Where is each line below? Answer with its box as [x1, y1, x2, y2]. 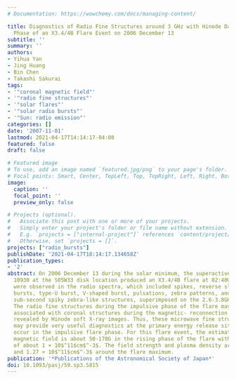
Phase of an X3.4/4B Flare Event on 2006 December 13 [13, 29, 174, 36]
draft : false [7, 147, 46, 154]
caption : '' [13, 185, 49, 193]
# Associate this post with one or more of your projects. [7, 218, 190, 225]
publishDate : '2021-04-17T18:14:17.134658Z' [7, 251, 140, 258]
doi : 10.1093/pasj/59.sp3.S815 [7, 361, 99, 368]
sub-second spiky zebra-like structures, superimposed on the [13, 296, 199, 303]
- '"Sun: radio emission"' [7, 114, 86, 121]
